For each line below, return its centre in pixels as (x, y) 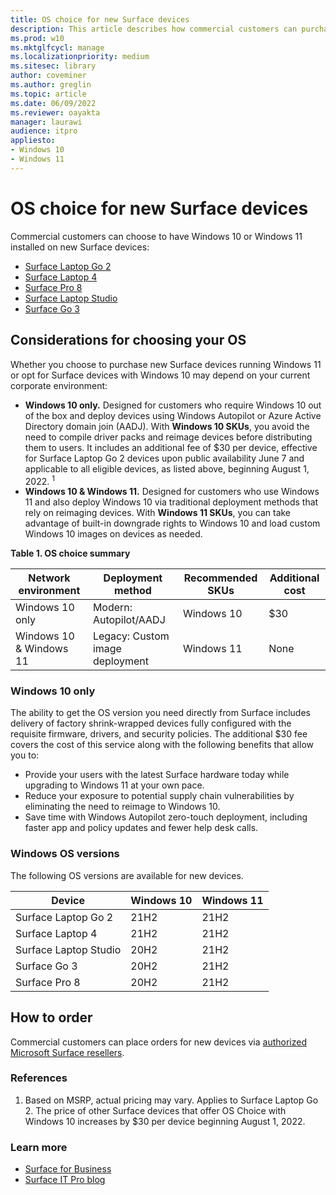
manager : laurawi (46, 122)
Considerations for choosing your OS (128, 340)
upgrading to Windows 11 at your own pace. (114, 785)
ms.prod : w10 (37, 38)
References (39, 1078)
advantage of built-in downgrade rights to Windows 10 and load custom (172, 523)
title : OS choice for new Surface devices (100, 19)
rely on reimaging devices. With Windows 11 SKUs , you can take (158, 513)
